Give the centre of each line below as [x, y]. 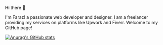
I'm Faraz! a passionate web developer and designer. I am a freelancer [77, 17]
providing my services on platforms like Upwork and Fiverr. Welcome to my [81, 22]
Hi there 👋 [15, 8]
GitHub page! [19, 28]
